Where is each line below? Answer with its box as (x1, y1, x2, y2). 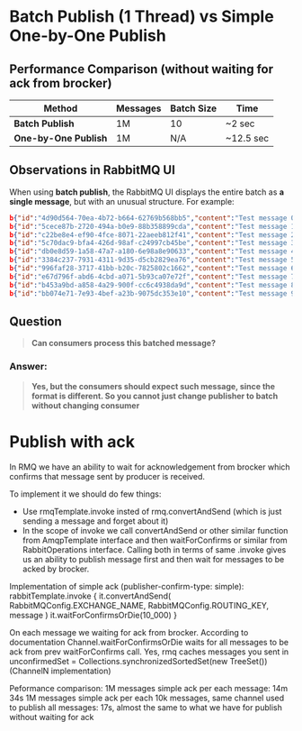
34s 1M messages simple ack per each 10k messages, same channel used (9, 692, 285, 703)
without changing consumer (31, 399, 140, 411)
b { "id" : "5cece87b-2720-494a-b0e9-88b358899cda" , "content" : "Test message (9, 222, 288, 231)
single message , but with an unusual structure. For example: (9, 196, 235, 206)
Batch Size (170, 102, 218, 114)
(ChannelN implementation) (9, 665, 111, 676)
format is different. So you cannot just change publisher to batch (31, 390, 279, 401)
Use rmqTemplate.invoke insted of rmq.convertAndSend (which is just (22, 506, 282, 516)
